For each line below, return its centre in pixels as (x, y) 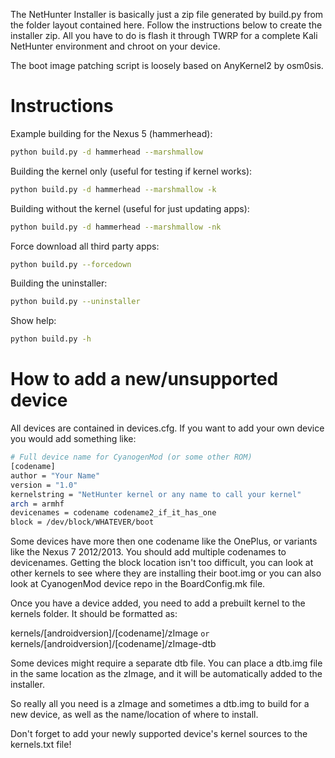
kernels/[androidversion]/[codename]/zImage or (110, 633)
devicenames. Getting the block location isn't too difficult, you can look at (162, 563)
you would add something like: (73, 439)
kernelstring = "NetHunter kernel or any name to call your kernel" (156, 494)
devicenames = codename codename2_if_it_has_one (113, 513)
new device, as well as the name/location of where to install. (134, 715)
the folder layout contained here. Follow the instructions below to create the (166, 25)
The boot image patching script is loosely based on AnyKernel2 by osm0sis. (167, 65)
